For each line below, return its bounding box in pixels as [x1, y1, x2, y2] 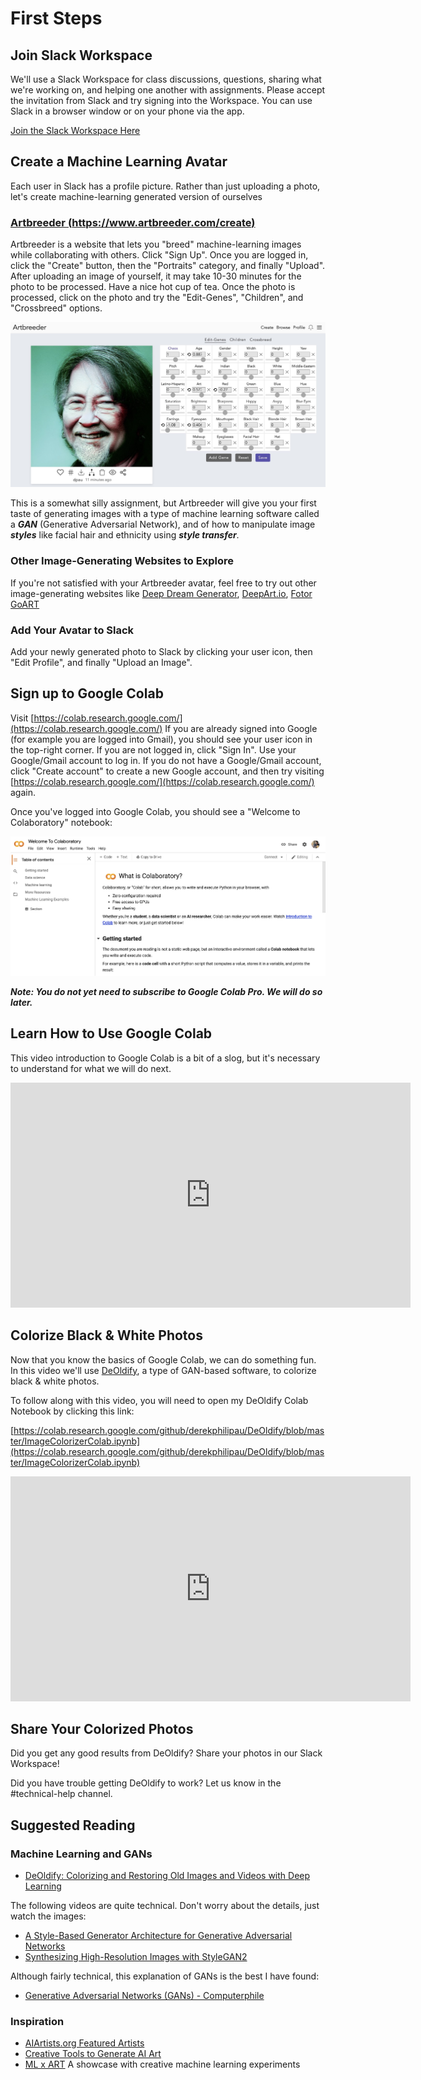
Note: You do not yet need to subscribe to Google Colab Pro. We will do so [10, 985, 323, 997]
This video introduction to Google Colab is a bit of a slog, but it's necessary [10, 1052, 321, 1064]
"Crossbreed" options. [10, 302, 103, 314]
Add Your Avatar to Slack [10, 623, 135, 637]
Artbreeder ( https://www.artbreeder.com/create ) [10, 215, 256, 229]
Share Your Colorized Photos [10, 1721, 194, 1737]
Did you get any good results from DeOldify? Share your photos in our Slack [10, 1747, 323, 1759]
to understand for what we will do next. [10, 1062, 172, 1074]
